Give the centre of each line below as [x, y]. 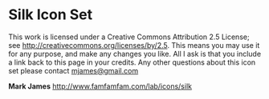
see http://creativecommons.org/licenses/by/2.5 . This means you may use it [134, 45]
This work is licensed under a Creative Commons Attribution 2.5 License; [129, 37]
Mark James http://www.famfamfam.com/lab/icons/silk [100, 86]
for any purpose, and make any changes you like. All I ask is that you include [135, 53]
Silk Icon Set [51, 15]
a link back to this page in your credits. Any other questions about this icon [132, 62]
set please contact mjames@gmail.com [73, 70]
